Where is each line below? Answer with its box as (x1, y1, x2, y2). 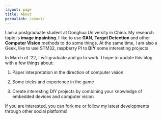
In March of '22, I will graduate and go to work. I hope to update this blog (5, 55, 153, 61)
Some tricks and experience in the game (12, 79, 94, 85)
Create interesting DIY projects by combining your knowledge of (12, 89, 142, 95)
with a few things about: (5, 60, 54, 66)
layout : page (5, 7, 32, 12)
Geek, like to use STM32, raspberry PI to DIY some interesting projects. (5, 45, 150, 51)
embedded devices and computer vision (12, 94, 94, 99)
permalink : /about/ (5, 16, 45, 21)
